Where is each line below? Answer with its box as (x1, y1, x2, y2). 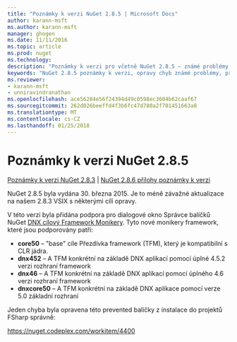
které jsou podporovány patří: (7, 225, 93, 234)
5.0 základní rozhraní (17, 292, 79, 300)
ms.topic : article (7, 43, 61, 50)
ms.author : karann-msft (7, 23, 78, 30)
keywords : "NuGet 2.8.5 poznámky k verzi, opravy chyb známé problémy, (7, 69, 222, 76)
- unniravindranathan (7, 89, 71, 96)
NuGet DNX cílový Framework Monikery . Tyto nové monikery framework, (7, 218, 219, 227)
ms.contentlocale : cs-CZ (7, 115, 80, 122)
